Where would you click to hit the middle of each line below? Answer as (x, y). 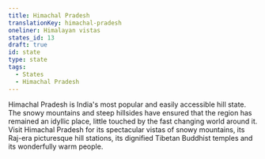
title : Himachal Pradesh (49, 15)
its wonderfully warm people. (56, 146)
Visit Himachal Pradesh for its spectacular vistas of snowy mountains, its (127, 129)
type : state (28, 60)
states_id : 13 (32, 38)
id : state (25, 52)
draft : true (28, 45)
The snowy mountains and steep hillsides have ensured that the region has (130, 112)
